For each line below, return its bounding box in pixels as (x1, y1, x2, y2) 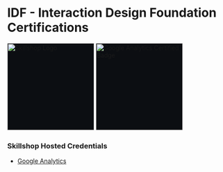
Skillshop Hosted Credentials (7, 141, 108, 150)
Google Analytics (17, 157, 67, 165)
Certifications (7, 19, 89, 36)
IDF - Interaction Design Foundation (7, 5, 217, 21)
